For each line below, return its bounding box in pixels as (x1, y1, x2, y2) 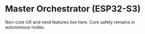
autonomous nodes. (5, 24, 45, 30)
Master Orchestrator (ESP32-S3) (5, 3, 141, 14)
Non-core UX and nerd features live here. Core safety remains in (5, 19, 135, 25)
